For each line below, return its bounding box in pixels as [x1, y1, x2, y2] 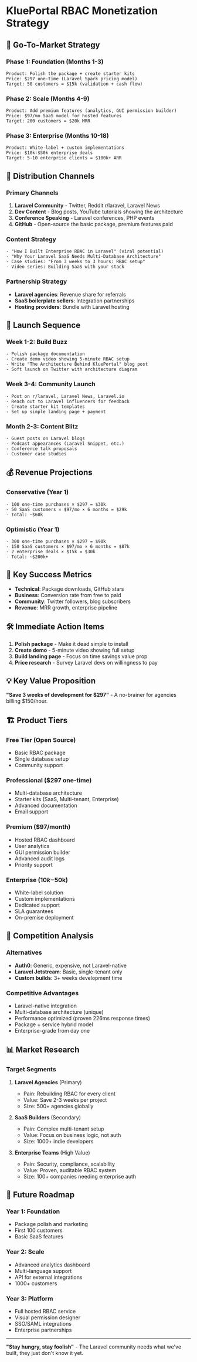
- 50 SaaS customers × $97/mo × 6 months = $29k [6, 506, 127, 512]
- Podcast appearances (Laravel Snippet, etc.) [6, 441, 125, 447]
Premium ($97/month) [6, 823, 71, 831]
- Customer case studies [6, 451, 67, 457]
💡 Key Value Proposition [6, 676, 96, 686]
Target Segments [6, 1065, 57, 1074]
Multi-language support [14, 1267, 72, 1274]
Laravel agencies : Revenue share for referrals [14, 291, 126, 298]
